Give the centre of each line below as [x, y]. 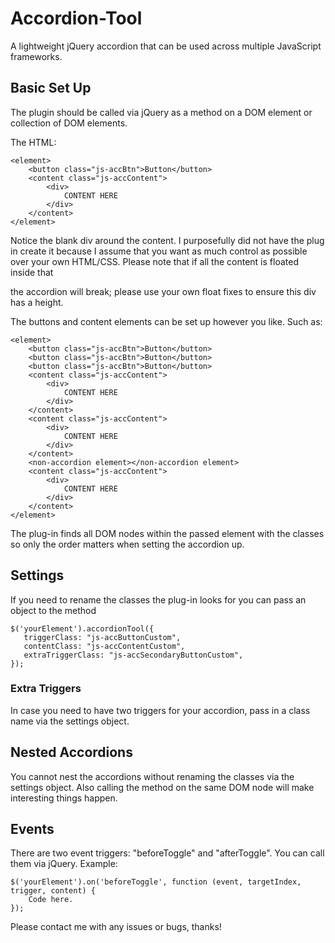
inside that [32, 272]
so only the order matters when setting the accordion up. [127, 544]
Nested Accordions [71, 752]
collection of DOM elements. [69, 123]
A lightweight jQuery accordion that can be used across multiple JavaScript [166, 46]
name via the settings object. [70, 721]
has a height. [37, 302]
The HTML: [33, 142]
